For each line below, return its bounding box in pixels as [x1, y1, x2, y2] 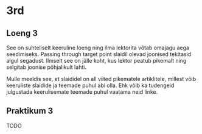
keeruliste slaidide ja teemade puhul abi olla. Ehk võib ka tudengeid [6, 82, 175, 89]
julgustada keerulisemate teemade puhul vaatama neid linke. [6, 88, 158, 95]
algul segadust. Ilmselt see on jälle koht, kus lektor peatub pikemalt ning [6, 57, 187, 64]
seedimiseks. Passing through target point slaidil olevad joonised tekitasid [6, 51, 192, 58]
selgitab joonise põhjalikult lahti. [6, 63, 87, 71]
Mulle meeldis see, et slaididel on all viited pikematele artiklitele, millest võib [6, 76, 197, 82]
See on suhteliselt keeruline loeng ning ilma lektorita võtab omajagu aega [6, 44, 190, 51]
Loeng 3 [6, 28, 38, 38]
